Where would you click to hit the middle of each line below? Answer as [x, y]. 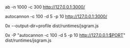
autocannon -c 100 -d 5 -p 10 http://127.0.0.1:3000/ [56, 16]
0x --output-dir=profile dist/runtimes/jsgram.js [52, 26]
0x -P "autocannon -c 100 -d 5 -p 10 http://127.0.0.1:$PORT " [65, 35]
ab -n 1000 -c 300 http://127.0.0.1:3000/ [45, 7]
